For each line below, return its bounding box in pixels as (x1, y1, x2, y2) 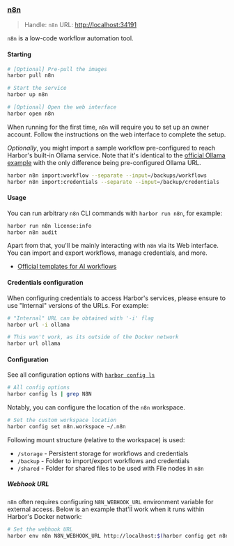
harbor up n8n (7, 91, 49, 98)
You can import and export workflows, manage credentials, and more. (7, 249, 208, 257)
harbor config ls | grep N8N (7, 391, 92, 398)
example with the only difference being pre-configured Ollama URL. (7, 158, 202, 166)
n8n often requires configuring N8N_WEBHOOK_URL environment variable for (7, 497, 214, 506)
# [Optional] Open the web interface (7, 104, 117, 111)
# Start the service (7, 85, 68, 92)
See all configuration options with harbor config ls (7, 370, 155, 379)
